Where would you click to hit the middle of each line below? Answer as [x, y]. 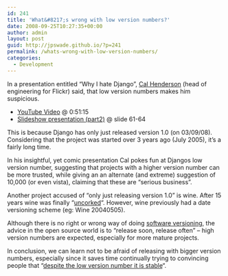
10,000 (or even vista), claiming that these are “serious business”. [100, 181]
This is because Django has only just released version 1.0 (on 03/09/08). [110, 132]
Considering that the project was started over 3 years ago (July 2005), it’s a [114, 139]
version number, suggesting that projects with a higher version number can [113, 167]
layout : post [26, 39]
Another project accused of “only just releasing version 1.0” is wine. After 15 [114, 195]
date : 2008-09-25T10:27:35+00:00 [55, 26]
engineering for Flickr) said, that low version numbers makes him [99, 91]
